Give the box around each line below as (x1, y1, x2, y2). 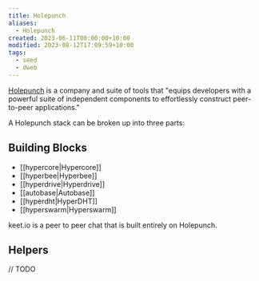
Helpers (8, 243, 49, 256)
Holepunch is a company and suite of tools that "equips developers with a (8, 85, 252, 95)
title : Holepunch (8, 11, 66, 20)
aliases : (8, 19, 38, 27)
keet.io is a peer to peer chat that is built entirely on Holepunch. (8, 220, 217, 230)
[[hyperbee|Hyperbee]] (19, 171, 98, 180)
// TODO (8, 264, 36, 274)
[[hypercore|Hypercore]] (19, 162, 102, 172)
